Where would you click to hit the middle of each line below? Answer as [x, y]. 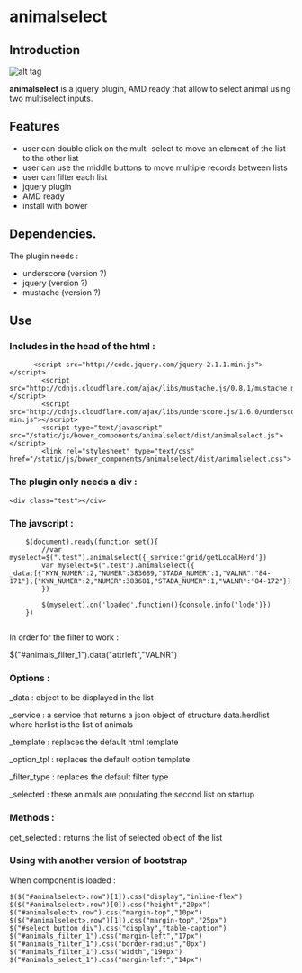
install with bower [55, 205]
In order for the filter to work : [64, 637]
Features [35, 126]
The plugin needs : [44, 256]
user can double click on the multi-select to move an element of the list [154, 148]
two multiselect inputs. [51, 98]
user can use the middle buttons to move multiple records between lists [155, 167]
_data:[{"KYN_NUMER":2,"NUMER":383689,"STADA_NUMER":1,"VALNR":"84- [140, 573]
